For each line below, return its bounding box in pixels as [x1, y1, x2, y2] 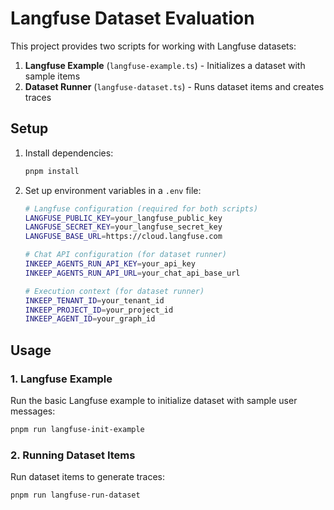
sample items [24, 70, 81, 82]
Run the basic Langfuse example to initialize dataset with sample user [10, 394, 298, 406]
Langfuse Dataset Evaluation [10, 7, 255, 30]
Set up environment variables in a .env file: [24, 184, 202, 196]
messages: [10, 405, 56, 417]
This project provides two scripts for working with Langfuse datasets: [10, 40, 297, 52]
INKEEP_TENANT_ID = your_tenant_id [24, 295, 165, 306]
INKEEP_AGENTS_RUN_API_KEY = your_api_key [24, 259, 196, 269]
